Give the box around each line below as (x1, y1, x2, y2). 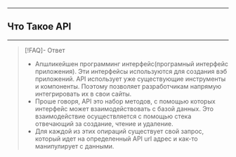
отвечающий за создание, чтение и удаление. (34, 119, 173, 127)
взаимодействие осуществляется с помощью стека (34, 112, 192, 120)
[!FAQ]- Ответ (24, 46, 65, 54)
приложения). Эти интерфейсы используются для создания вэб (34, 67, 228, 75)
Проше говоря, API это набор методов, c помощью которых (34, 96, 216, 106)
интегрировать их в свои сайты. (34, 89, 132, 98)
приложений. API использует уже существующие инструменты (34, 75, 226, 83)
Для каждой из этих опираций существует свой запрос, (34, 127, 204, 135)
